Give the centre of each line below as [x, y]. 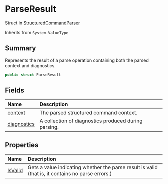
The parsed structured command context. [89, 113]
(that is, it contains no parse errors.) [70, 174]
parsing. [49, 127]
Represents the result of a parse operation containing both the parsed [77, 60]
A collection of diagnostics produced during [91, 121]
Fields [15, 90]
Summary [21, 48]
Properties [22, 145]
